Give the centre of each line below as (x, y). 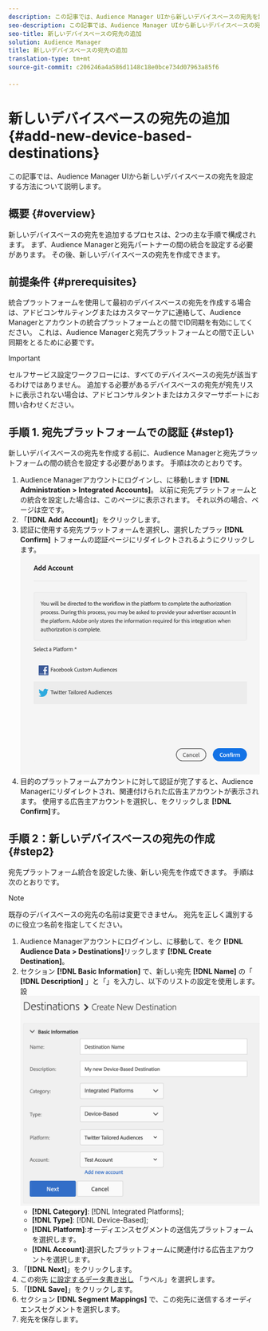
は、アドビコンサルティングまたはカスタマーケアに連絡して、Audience (125, 313)
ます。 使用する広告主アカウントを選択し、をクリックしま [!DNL (125, 801)
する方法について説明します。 (57, 186)
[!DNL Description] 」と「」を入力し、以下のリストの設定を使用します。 (139, 981)
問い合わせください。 (43, 405)
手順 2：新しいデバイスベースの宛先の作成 (112, 839)
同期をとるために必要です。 (53, 342)
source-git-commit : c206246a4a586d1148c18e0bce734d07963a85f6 (114, 68)
